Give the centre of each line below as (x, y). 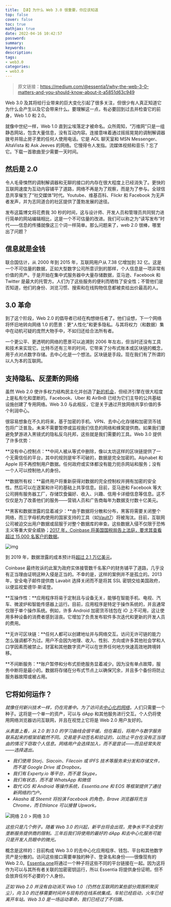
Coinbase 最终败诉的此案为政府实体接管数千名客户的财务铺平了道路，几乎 (82, 568)
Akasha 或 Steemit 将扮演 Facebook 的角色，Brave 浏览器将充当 (80, 799)
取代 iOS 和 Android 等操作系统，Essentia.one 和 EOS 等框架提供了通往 (87, 787)
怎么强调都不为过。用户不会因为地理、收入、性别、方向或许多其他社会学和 (83, 641)
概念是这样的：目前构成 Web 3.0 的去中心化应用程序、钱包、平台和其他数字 (84, 851)
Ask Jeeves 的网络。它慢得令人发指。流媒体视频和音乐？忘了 (94, 145)
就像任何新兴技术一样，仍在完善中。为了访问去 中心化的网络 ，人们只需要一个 (85, 708)
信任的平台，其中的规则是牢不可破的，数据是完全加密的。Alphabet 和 (91, 458)
